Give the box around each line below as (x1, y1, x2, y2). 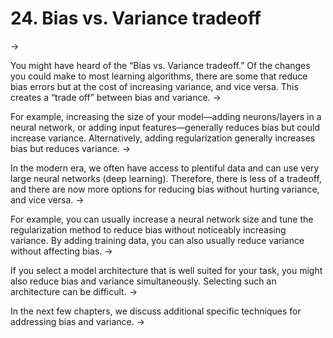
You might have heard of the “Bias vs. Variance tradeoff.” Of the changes (10, 59, 311, 71)
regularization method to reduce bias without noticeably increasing (10, 223, 287, 236)
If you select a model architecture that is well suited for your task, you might (10, 264, 323, 276)
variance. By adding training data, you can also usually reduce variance (10, 234, 305, 246)
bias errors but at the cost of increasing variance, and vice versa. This (10, 80, 299, 92)
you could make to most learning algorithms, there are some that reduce (10, 70, 308, 82)
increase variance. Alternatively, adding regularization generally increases (10, 132, 316, 144)
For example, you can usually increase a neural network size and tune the (10, 213, 314, 225)
